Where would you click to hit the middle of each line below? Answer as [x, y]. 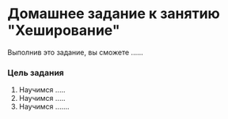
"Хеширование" [64, 30]
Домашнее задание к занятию [114, 14]
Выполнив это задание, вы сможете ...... [75, 52]
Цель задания [36, 73]
